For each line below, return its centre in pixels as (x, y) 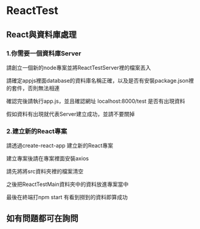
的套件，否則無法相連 (33, 88)
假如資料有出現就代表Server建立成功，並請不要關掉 (71, 114)
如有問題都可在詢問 (42, 218)
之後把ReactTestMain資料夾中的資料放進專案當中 (67, 184)
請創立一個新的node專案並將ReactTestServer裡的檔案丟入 (79, 67)
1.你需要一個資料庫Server (44, 53)
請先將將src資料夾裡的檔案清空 (45, 171)
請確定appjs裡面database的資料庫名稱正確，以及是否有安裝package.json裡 (100, 80)
